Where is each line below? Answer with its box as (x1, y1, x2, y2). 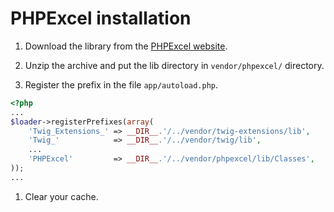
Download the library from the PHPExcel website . (24, 40, 228, 52)
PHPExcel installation (10, 7, 192, 30)
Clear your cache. (24, 190, 99, 202)
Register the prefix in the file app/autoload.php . (24, 78, 219, 91)
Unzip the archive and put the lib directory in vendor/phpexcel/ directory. (24, 59, 325, 71)
